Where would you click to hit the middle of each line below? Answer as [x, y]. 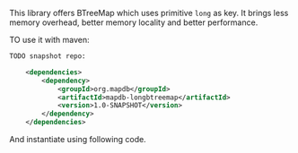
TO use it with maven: [49, 40]
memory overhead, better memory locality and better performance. [134, 22]
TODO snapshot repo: [48, 56]
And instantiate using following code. [78, 139]
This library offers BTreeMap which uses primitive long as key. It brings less [149, 13]
